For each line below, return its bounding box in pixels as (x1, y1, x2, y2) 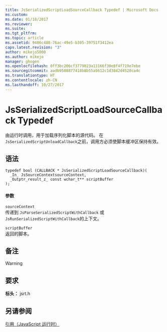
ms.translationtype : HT (5, 73, 55, 78)
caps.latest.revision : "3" (5, 45, 62, 50)
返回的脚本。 (5, 230, 32, 237)
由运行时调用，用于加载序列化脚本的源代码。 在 (5, 132, 104, 138)
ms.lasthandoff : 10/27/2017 (5, 82, 64, 87)
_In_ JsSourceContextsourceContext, (10, 172, 87, 178)
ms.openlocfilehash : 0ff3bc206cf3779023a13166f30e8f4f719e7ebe (5, 63, 141, 69)
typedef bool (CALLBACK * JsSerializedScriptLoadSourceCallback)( (5, 168, 147, 173)
